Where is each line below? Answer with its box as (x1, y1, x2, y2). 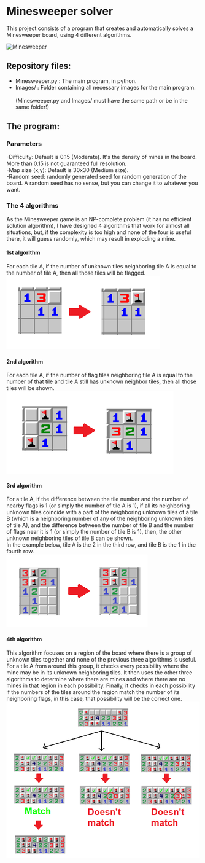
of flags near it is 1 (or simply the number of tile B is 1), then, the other (6, 528, 182, 536)
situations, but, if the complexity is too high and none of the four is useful (6, 228, 191, 236)
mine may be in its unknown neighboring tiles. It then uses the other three (6, 668, 193, 676)
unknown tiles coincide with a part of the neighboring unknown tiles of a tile (6, 509, 198, 516)
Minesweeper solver (6, 4, 114, 18)
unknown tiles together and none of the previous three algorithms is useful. (6, 655, 196, 663)
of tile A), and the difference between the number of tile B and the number (6, 521, 194, 529)
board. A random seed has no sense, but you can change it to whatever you (6, 179, 198, 187)
